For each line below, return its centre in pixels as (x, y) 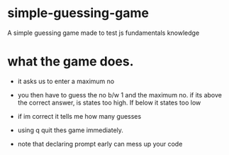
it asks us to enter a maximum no (66, 81)
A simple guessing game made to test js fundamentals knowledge (104, 33)
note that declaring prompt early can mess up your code (100, 144)
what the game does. (71, 62)
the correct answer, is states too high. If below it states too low (109, 102)
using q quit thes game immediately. (71, 130)
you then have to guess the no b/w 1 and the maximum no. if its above (119, 95)
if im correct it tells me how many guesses (79, 116)
